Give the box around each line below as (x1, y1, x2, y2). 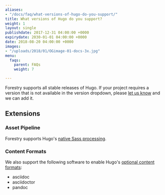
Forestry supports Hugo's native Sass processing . (5, 135, 107, 141)
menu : (5, 53, 16, 58)
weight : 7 (14, 67, 34, 72)
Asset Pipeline (5, 124, 40, 131)
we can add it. (5, 95, 34, 101)
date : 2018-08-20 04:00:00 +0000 (5, 39, 74, 44)
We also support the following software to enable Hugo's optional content (5, 159, 155, 165)
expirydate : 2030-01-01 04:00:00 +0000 (5, 35, 87, 40)
